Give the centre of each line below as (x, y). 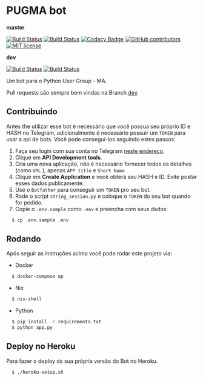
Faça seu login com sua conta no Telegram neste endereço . (90, 151)
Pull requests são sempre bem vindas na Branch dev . (73, 92)
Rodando (24, 239)
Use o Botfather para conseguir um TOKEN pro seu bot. (83, 189)
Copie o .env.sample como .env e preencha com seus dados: (92, 209)
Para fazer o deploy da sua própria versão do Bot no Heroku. (82, 361)
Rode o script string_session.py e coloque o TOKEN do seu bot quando (103, 196)
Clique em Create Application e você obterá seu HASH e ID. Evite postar (106, 177)
